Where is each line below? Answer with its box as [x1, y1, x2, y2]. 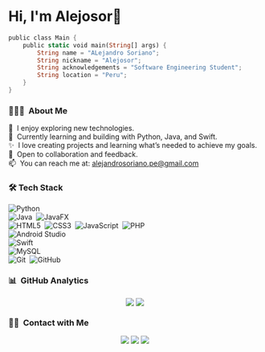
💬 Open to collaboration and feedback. [8, 149, 138, 159]
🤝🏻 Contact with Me [8, 317, 90, 328]
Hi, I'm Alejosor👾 [8, 7, 122, 26]
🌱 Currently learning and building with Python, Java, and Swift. [8, 132, 218, 141]
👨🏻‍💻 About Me [8, 104, 68, 116]
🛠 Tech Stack [8, 182, 63, 194]
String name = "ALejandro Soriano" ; [37, 48, 160, 57]
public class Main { [8, 34, 78, 42]
